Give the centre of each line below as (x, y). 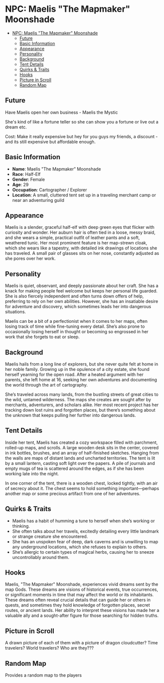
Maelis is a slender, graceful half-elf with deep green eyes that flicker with (80, 227)
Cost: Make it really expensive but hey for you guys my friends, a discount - (82, 136)
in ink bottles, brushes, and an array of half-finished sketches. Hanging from (82, 453)
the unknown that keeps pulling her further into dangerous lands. (70, 415)
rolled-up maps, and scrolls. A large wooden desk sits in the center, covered (82, 447)
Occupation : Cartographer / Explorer (49, 190)
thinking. (21, 526)
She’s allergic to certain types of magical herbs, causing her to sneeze (83, 552)
